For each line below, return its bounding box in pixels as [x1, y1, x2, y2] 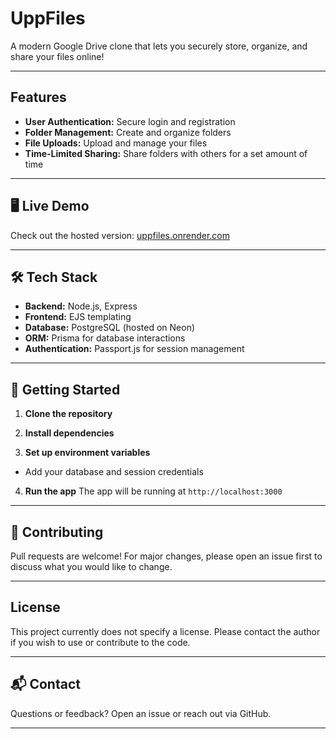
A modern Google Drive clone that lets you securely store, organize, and [10, 40, 308, 52]
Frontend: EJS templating [24, 311, 132, 323]
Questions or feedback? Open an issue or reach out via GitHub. [10, 707, 272, 719]
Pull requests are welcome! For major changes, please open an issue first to [10, 550, 323, 562]
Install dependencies [24, 427, 115, 439]
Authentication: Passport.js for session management [24, 343, 245, 355]
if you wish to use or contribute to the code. [10, 636, 191, 648]
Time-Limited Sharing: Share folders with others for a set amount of [24, 147, 308, 159]
